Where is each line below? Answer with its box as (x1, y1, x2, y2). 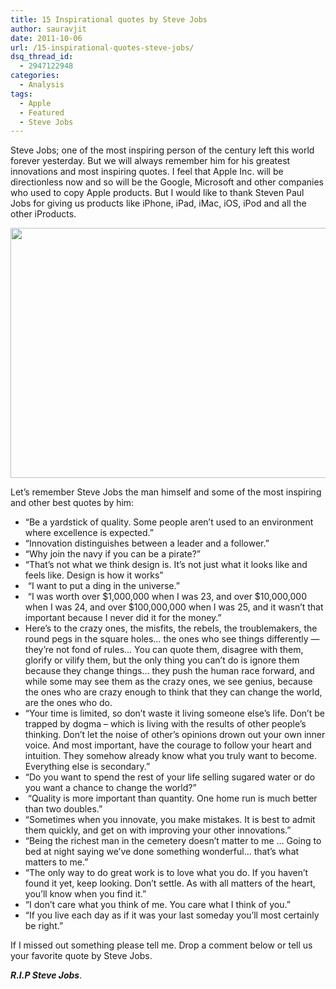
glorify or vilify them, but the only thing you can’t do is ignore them (24, 654, 300, 666)
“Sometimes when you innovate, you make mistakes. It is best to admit (24, 814, 316, 826)
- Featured (19, 107, 65, 118)
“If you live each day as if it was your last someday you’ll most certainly (24, 909, 320, 921)
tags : (10, 89, 33, 99)
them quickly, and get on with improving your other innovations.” (24, 824, 292, 836)
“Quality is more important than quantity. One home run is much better (27, 792, 318, 805)
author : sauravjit (10, 24, 87, 34)
